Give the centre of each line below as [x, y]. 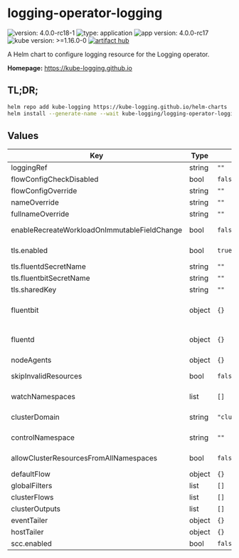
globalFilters [32, 486]
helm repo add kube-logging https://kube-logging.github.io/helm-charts [117, 107]
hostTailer [27, 532]
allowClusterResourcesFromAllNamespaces [84, 458]
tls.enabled [30, 251]
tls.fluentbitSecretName [51, 278]
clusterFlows [32, 497]
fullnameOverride [40, 214]
